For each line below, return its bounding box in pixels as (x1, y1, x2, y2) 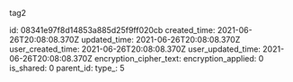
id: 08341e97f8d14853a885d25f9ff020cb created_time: (9, 25, 216, 35)
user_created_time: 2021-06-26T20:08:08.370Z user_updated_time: (9, 44, 261, 54)
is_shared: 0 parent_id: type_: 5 (9, 62, 125, 73)
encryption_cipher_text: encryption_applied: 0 (93, 53, 264, 63)
